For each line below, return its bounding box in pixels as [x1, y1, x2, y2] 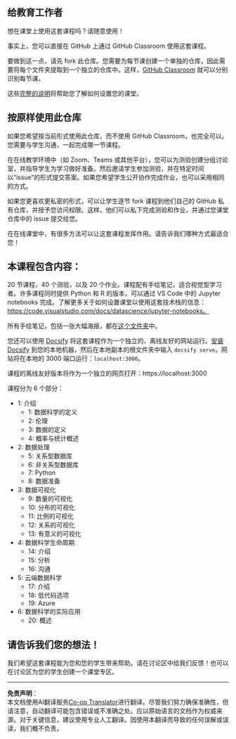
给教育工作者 [7, 6, 63, 19]
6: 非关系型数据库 [27, 461, 79, 469]
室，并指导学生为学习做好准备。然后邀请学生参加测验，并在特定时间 [7, 164, 204, 172]
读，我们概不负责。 [7, 724, 63, 733]
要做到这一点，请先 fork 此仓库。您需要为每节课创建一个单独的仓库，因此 [7, 56, 220, 65]
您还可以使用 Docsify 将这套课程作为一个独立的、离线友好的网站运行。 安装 [7, 337, 224, 345]
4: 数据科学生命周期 [17, 539, 75, 547]
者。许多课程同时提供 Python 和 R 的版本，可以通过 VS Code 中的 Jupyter [7, 289, 221, 297]
